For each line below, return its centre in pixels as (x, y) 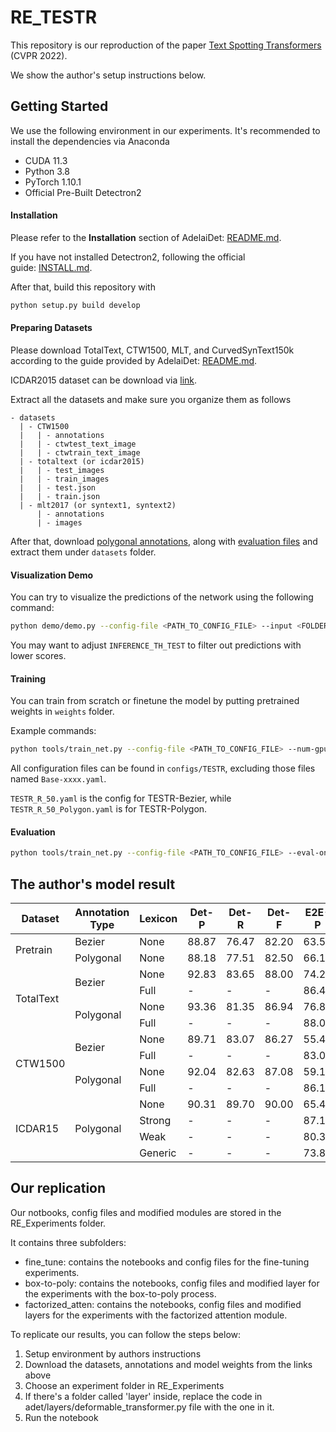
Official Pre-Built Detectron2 (83, 192)
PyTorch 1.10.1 (53, 182)
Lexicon (158, 919)
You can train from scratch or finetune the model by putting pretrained (155, 701)
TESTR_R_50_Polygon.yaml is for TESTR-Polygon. (109, 809)
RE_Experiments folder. (58, 1223)
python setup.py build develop (75, 305)
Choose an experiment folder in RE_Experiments (124, 1385)
